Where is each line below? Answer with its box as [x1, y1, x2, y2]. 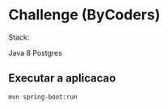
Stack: [8, 32, 30, 42]
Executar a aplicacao [8, 71, 116, 86]
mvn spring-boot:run [8, 93, 78, 101]
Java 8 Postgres [8, 48, 63, 57]
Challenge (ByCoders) [8, 6, 161, 24]
